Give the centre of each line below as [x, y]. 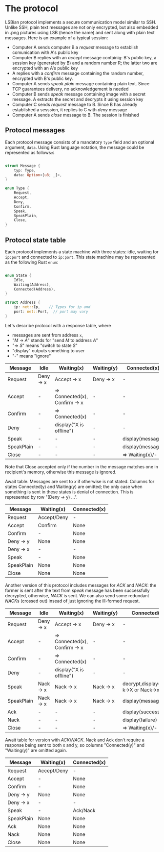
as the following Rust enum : [32, 262]
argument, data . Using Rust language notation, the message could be [75, 147]
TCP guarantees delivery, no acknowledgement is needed [70, 89]
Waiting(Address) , [32, 285]
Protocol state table [35, 240]
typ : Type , [25, 170]
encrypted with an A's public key [45, 68]
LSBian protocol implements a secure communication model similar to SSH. [81, 22]
